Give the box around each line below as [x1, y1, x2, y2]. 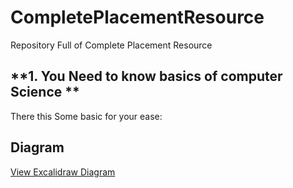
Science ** [10, 84, 80, 101]
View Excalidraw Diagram [10, 166, 116, 178]
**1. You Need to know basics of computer [10, 68, 283, 85]
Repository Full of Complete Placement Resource [10, 39, 213, 51]
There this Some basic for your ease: [10, 110, 163, 122]
